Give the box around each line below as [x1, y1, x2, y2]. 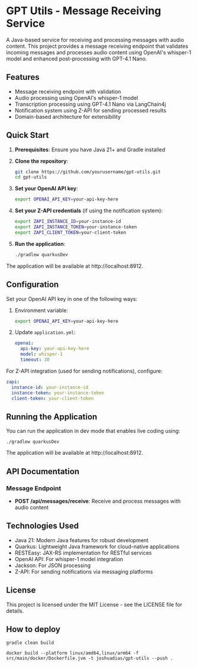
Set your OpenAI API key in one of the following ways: [6, 295, 138, 302]
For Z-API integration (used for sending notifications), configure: [6, 367, 163, 374]
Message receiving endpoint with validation [14, 88, 121, 95]
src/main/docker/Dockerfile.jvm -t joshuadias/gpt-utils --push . [6, 655, 173, 662]
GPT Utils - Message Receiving [6, 4, 162, 18]
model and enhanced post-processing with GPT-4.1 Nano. [6, 55, 147, 62]
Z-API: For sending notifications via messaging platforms [14, 568, 153, 575]
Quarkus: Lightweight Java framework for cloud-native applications [14, 543, 180, 550]
